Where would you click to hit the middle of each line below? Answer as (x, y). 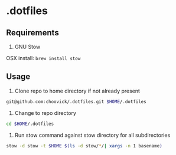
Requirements (32, 33)
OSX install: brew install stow (43, 58)
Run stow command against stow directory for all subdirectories (92, 135)
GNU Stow (27, 47)
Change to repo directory (45, 113)
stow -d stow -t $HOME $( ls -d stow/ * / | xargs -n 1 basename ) (84, 146)
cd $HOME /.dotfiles (30, 124)
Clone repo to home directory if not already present (77, 91)
